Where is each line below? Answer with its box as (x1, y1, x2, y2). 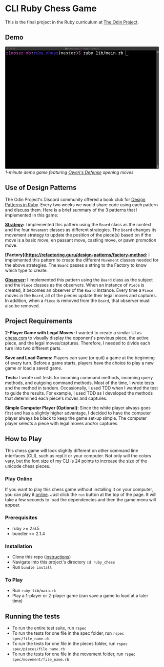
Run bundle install (12, 564, 52, 570)
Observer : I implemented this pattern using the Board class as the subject (5, 277, 153, 282)
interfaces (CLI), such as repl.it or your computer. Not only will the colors (5, 453, 151, 459)
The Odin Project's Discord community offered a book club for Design (5, 196, 145, 202)
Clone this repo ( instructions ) (12, 554, 71, 560)
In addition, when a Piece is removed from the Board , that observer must (5, 298, 150, 303)
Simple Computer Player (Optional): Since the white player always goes (5, 405, 151, 411)
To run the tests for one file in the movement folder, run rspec (12, 651, 136, 657)
